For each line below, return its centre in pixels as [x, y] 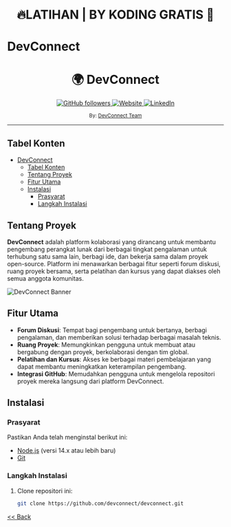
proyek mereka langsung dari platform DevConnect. [90, 381]
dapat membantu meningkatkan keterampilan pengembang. [102, 366]
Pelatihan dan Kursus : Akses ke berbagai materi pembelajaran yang [114, 359]
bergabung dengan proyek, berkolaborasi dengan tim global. [103, 352]
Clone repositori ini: [45, 491]
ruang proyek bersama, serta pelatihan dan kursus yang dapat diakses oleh [114, 271]
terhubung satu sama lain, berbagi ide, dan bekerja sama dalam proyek [108, 256]
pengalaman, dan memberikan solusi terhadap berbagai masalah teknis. [119, 337]
